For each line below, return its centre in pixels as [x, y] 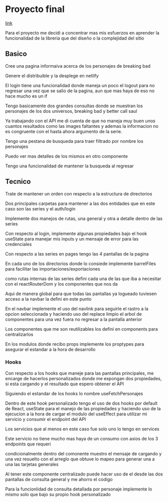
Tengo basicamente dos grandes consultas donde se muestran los [74, 106]
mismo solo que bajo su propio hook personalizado [58, 494]
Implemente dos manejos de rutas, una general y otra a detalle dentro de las [84, 218]
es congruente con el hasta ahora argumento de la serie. [64, 131]
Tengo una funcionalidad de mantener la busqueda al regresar [69, 166]
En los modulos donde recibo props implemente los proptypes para [75, 344]
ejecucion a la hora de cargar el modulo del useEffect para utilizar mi [76, 414]
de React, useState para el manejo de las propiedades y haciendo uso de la [83, 408]
